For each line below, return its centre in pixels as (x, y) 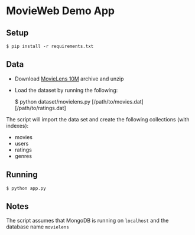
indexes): (17, 125)
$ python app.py (26, 188)
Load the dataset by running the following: (66, 90)
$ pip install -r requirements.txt (50, 46)
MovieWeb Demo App (61, 11)
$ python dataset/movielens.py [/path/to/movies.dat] (79, 101)
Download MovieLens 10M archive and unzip (69, 79)
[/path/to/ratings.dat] (40, 108)
